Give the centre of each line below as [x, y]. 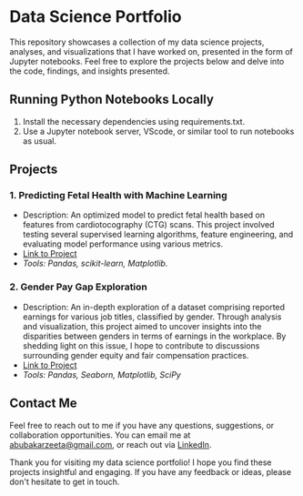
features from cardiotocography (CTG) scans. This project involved [148, 225]
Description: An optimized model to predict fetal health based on [144, 215]
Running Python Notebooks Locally [111, 100]
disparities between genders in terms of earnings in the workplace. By [154, 336]
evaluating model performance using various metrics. [123, 244]
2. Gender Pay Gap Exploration [79, 287]
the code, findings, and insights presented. [90, 71]
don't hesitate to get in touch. [65, 481]
